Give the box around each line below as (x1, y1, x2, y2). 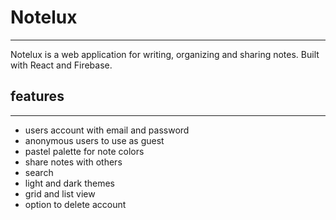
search (24, 166, 54, 178)
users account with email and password (24, 124, 190, 136)
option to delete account (24, 198, 127, 210)
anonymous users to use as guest (24, 134, 165, 146)
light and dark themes (24, 177, 115, 189)
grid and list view (24, 187, 96, 200)
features (10, 88, 65, 105)
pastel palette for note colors (24, 145, 145, 157)
